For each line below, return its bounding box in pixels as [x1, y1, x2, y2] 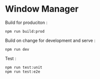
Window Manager [5, 3, 79, 15]
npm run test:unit [5, 65, 42, 70]
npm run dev [5, 47, 29, 52]
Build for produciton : [5, 20, 48, 25]
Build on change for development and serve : [5, 38, 96, 43]
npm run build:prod [5, 29, 45, 34]
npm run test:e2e [5, 69, 40, 74]
